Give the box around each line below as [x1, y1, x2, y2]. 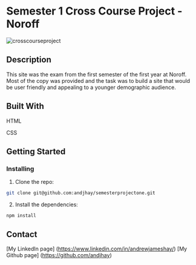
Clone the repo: [15, 178, 54, 186]
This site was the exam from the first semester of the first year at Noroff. [6, 71, 187, 78]
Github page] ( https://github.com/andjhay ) [6, 251, 112, 258]
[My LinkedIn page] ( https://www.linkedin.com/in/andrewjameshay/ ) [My [6, 245, 188, 252]
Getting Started [6, 146, 66, 157]
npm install [6, 213, 36, 219]
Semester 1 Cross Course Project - [6, 4, 183, 18]
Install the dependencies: [15, 201, 79, 208]
